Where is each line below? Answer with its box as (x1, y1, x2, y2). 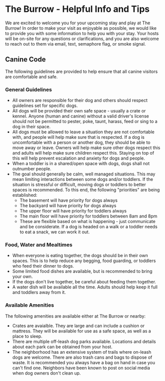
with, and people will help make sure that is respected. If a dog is (12, 134, 145, 140)
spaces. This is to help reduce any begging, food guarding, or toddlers (12, 258, 156, 264)
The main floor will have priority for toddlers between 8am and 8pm (19, 213, 158, 219)
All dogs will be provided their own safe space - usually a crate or (12, 108, 146, 114)
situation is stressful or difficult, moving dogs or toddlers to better (12, 182, 146, 188)
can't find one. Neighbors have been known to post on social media (12, 365, 150, 371)
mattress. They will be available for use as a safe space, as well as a (12, 328, 151, 334)
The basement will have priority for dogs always (19, 197, 118, 204)
